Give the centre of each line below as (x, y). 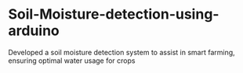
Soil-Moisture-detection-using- (114, 14)
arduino (34, 31)
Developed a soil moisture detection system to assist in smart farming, (121, 52)
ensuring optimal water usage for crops (72, 61)
